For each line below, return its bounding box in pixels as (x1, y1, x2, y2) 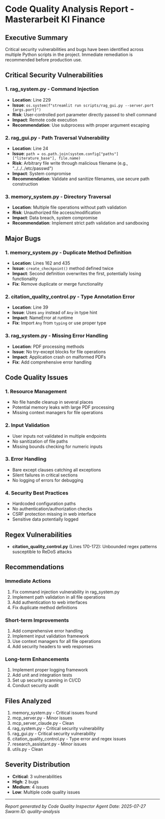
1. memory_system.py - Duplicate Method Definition (5, 249, 132, 256)
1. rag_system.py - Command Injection (5, 86, 99, 93)
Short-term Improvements (5, 617, 69, 624)
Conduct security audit (12, 683, 59, 688)
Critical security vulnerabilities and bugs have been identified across (5, 47, 144, 52)
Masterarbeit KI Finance (5, 14, 106, 25)
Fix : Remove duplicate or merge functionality (12, 281, 104, 287)
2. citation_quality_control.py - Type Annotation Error (5, 293, 135, 300)
